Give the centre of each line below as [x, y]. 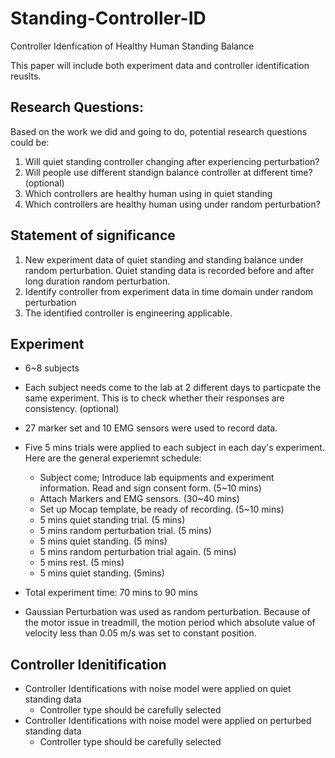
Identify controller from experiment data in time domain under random [169, 291]
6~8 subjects [52, 368]
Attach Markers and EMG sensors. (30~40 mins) [139, 499]
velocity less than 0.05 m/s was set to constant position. [140, 633]
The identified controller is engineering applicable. [128, 313]
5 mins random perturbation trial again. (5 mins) [138, 552]
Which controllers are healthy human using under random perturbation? [172, 204]
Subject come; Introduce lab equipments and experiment [157, 478]
